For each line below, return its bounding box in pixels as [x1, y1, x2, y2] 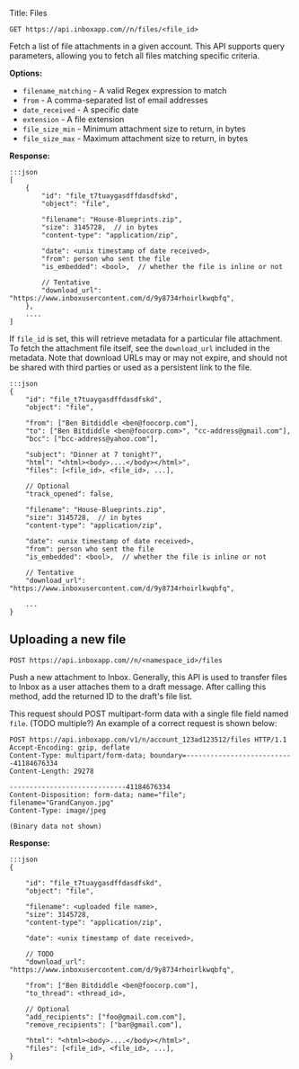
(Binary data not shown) [9, 822, 102, 831]
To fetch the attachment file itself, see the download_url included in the [9, 343, 271, 354]
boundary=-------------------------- [149, 750, 292, 759]
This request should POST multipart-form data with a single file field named [9, 708, 289, 719]
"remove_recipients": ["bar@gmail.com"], [25, 1020, 182, 1029]
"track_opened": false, [25, 490, 115, 499]
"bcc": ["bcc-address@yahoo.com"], [25, 435, 159, 444]
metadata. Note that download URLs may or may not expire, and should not [9, 353, 287, 363]
